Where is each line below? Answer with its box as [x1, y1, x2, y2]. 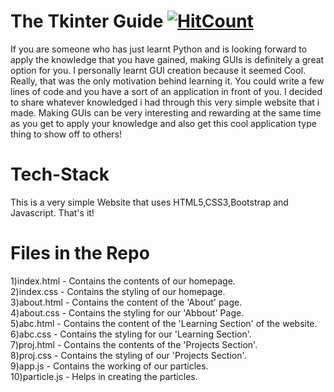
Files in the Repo [10, 242, 150, 265]
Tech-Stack [10, 163, 110, 186]
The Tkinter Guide [10, 10, 164, 33]
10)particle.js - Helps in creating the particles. [10, 370, 198, 382]
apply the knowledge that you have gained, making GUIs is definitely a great [10, 53, 325, 65]
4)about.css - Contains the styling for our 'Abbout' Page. [10, 306, 245, 319]
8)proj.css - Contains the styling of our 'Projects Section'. [10, 349, 247, 361]
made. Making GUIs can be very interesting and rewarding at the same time [10, 106, 322, 119]
